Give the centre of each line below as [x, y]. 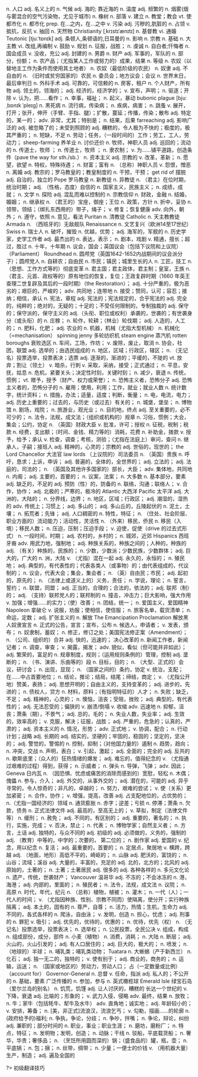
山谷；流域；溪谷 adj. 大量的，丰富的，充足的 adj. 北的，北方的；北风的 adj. [98, 862]
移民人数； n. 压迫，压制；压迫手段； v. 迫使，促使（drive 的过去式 [100, 528]
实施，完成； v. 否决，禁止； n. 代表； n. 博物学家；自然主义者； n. [98, 825]
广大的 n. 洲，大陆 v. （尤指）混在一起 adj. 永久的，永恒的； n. [97, 558]
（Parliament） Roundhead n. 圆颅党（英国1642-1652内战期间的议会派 [92, 254]
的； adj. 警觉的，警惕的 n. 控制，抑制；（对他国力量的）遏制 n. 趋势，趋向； [98, 744]
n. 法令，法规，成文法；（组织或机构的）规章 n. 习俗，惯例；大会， [109, 417]
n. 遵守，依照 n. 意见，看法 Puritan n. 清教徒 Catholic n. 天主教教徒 [99, 217]
